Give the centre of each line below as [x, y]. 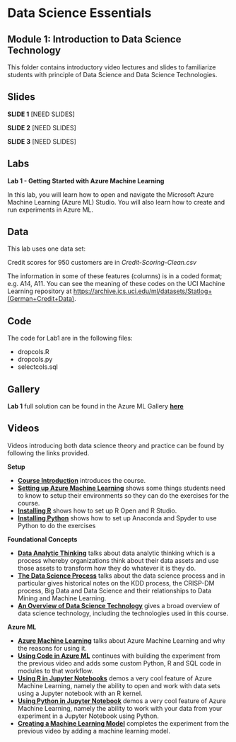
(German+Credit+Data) [41, 299]
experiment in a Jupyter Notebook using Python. [88, 716]
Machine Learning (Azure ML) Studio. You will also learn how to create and [116, 202]
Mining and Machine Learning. [62, 598]
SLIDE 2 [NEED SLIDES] [42, 127]
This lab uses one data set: [47, 249]
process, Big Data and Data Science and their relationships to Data [114, 590]
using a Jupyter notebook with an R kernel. [80, 693]
